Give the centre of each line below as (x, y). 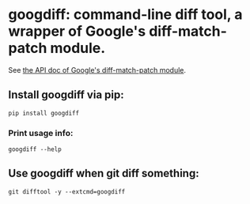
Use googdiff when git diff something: (104, 174)
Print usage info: (41, 133)
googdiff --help (35, 149)
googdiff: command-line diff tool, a (125, 15)
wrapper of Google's (77, 31)
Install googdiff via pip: (66, 95)
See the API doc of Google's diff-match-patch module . (97, 70)
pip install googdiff (44, 113)
